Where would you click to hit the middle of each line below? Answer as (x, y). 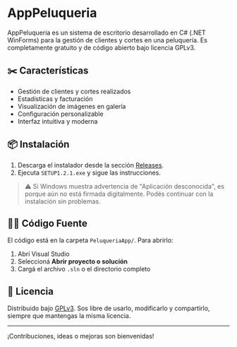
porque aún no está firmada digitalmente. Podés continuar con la (119, 194)
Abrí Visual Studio (43, 254)
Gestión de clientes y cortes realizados (74, 91)
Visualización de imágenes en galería (72, 106)
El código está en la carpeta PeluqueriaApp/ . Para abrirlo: (90, 240)
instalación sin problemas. (62, 201)
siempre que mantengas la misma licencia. (69, 316)
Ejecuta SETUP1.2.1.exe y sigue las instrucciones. (89, 172)
